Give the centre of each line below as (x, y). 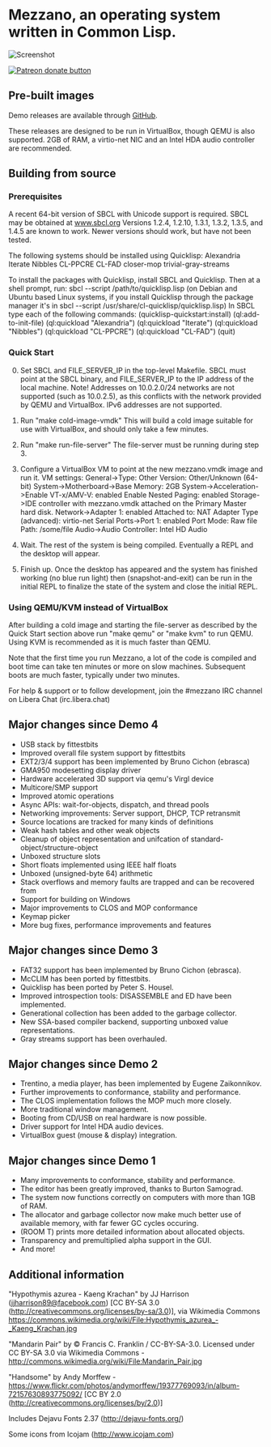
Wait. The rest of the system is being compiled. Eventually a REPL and (137, 545)
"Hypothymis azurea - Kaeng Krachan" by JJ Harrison (99, 1294)
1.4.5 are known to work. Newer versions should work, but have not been (130, 232)
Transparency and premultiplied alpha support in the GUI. (116, 1241)
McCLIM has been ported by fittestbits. (85, 978)
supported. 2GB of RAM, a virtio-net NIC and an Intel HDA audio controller (132, 139)
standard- (207, 839)
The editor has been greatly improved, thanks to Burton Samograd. (131, 1189)
